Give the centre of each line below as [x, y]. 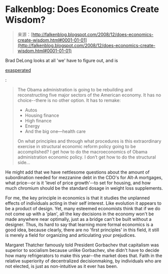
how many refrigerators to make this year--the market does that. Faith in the [84, 255]
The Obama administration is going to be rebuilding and [75, 89]
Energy [32, 126]
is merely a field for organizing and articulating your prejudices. [71, 235]
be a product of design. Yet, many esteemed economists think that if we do [83, 208]
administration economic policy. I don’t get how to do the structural [87, 157]
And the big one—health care [55, 131]
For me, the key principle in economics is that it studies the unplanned [77, 198]
